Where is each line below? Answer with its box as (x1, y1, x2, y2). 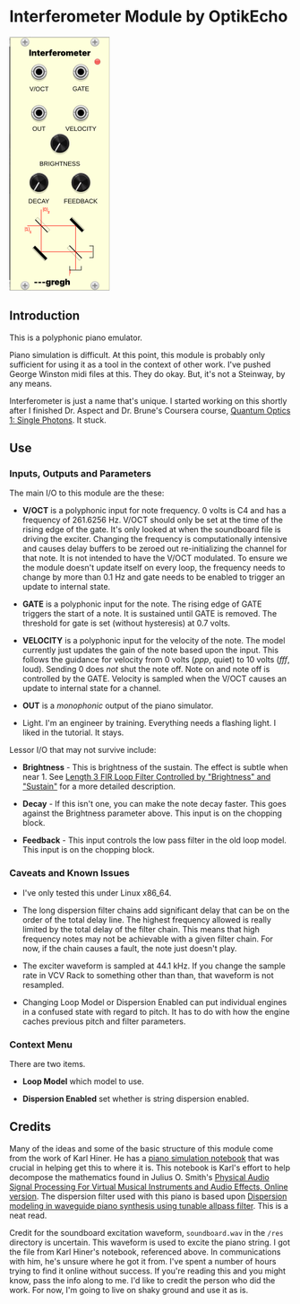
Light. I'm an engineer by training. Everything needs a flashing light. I (21, 718, 276, 729)
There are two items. (9, 1059, 86, 1070)
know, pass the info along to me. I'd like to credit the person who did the (9, 1274, 276, 1285)
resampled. (21, 979, 64, 990)
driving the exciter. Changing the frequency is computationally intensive (21, 534, 288, 545)
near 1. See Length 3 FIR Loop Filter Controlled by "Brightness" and (21, 772, 271, 783)
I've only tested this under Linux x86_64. (21, 887, 172, 898)
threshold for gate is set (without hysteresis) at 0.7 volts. (21, 617, 231, 629)
